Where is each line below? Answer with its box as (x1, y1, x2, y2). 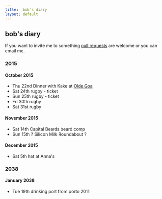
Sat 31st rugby (12, 104, 42, 110)
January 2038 (5, 177, 35, 183)
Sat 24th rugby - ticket (12, 88, 58, 94)
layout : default (5, 12, 38, 17)
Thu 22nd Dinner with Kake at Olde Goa (12, 83, 93, 89)
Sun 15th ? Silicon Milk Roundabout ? (12, 131, 87, 137)
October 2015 (5, 72, 33, 78)
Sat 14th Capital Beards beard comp (12, 126, 85, 132)
